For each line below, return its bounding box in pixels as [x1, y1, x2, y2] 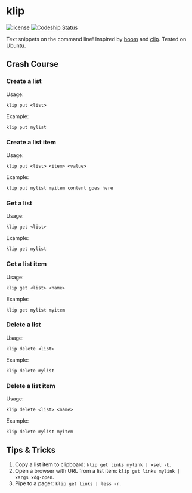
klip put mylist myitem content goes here [6, 185, 113, 191]
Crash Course [6, 59, 59, 69]
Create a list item [6, 138, 57, 146]
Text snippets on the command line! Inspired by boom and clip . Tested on [6, 35, 187, 42]
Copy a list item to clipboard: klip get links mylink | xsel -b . [14, 461, 171, 468]
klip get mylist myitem [6, 307, 66, 313]
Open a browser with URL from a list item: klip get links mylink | [14, 467, 181, 474]
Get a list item [6, 260, 47, 268]
